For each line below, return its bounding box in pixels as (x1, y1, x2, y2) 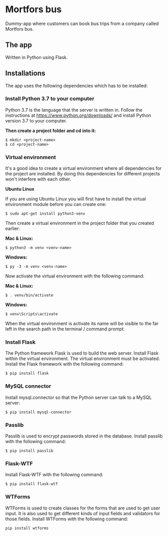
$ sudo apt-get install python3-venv (5, 211, 86, 216)
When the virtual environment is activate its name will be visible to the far (5, 320, 159, 327)
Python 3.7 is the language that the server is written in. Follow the (5, 107, 143, 113)
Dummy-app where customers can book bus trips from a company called (5, 20, 159, 27)
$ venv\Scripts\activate (5, 312, 58, 317)
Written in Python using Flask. (5, 54, 68, 60)
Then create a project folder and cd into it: (5, 127, 96, 134)
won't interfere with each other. (5, 176, 71, 182)
